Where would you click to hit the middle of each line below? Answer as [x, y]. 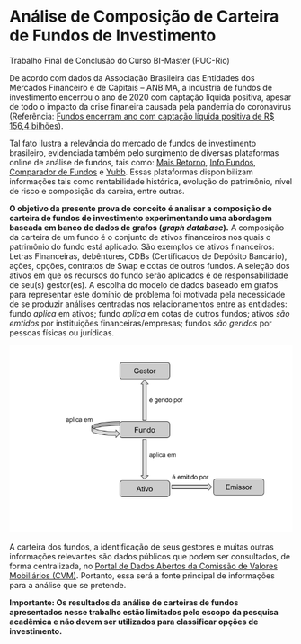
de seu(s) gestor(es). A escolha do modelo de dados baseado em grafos [144, 284]
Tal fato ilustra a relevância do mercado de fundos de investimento [133, 143]
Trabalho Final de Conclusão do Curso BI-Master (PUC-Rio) [120, 60]
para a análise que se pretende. [68, 586]
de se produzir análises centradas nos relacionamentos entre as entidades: [148, 304]
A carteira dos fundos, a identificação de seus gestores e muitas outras [142, 547]
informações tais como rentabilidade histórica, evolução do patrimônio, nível [151, 181]
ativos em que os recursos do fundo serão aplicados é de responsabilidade [149, 275]
